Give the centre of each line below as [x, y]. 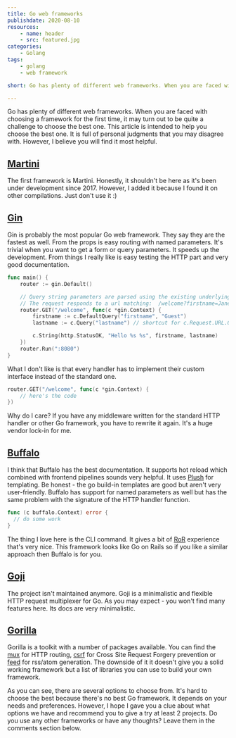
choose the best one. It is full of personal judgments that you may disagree [116, 134]
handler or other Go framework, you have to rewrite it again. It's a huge [110, 423]
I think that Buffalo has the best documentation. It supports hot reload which [117, 470]
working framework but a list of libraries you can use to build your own [110, 670]
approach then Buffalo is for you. [55, 554]
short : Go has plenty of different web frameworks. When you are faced [114, 85]
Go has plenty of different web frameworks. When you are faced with [107, 112]
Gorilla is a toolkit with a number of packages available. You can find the [112, 647]
